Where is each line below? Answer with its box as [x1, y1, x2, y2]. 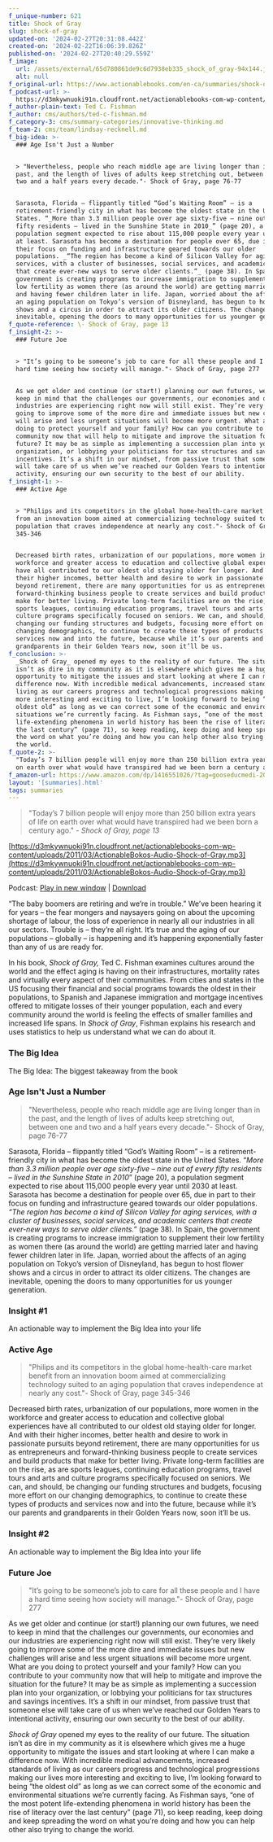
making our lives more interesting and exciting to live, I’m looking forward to [8, 1773, 262, 1783]
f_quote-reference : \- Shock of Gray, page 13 [8, 321, 169, 329]
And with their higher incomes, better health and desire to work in [8, 1430, 228, 1440]
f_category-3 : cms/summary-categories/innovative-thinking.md [8, 118, 223, 126]
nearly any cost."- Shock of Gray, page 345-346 [28, 1389, 191, 1398]
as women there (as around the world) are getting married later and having [8, 1241, 258, 1251]
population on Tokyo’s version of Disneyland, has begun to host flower [8, 1258, 244, 1268]
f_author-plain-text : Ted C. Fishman [8, 103, 136, 111]
